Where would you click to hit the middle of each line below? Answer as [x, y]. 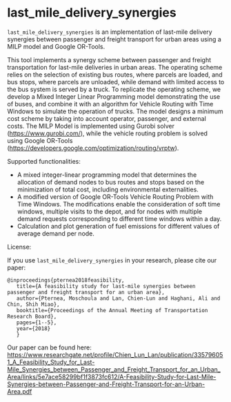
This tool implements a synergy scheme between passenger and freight [109, 59]
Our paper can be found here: [49, 347]
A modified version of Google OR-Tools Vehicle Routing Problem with [115, 197]
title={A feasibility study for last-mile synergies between [106, 286]
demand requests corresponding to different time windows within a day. [119, 218]
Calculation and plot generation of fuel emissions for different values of [118, 226]
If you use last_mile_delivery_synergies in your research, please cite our [112, 260]
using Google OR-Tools [40, 140]
